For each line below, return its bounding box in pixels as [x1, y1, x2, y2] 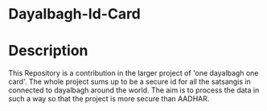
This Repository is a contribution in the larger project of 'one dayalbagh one [8, 68, 259, 78]
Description [8, 42, 88, 60]
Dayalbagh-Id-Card [8, 5, 141, 23]
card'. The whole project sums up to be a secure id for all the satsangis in [8, 77, 251, 87]
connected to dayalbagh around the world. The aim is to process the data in [8, 85, 260, 95]
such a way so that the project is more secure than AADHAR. [8, 94, 210, 104]
